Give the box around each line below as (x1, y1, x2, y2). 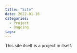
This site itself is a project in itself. (5, 43, 72, 48)
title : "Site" (5, 7, 34, 12)
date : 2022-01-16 (5, 12, 40, 16)
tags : (5, 29, 16, 34)
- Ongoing (9, 25, 29, 30)
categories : (5, 16, 29, 21)
